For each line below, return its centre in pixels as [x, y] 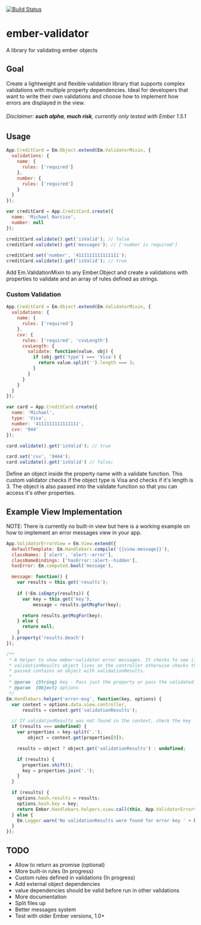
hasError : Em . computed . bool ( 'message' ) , [63, 566]
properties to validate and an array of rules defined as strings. [83, 279]
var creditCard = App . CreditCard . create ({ [60, 211]
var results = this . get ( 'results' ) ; [63, 583]
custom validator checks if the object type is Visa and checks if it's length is [100, 480]
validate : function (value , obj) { [71, 351]
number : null [28, 222]
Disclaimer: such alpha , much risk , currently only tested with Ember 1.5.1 [96, 117]
